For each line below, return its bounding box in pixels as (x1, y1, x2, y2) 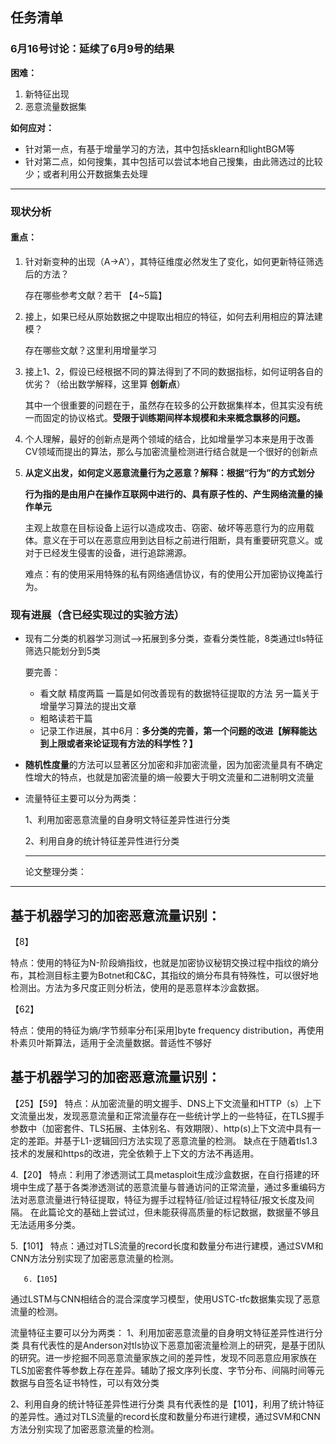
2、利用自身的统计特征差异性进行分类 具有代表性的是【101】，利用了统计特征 (10, 1398, 325, 1410)
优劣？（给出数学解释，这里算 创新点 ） (24, 378, 186, 390)
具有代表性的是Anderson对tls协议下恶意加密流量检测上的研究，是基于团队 (21, 1339, 326, 1351)
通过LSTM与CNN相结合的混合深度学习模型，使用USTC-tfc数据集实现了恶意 (10, 1293, 321, 1305)
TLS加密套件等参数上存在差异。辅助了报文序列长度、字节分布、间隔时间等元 (10, 1364, 325, 1376)
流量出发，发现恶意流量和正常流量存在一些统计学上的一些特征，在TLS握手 (18, 1109, 325, 1122)
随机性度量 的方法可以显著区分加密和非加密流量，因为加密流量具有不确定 (24, 759, 323, 771)
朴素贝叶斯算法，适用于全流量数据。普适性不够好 (10, 1036, 212, 1048)
